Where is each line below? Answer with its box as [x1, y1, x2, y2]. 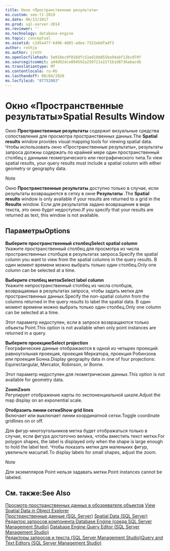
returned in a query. [5, 330, 47, 336]
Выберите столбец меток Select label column [5, 277, 104, 283]
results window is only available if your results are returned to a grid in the [5, 196, 160, 202]
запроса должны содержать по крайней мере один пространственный [5, 149, 159, 155]
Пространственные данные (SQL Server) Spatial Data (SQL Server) [5, 513, 148, 519]
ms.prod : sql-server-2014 [5, 21, 60, 27]
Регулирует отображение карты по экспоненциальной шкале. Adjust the [5, 392, 161, 398]
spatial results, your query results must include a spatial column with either [5, 160, 161, 166]
